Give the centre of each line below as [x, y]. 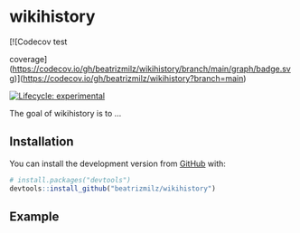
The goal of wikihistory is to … [66, 113]
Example [34, 216]
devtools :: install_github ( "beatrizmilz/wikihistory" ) [113, 188]
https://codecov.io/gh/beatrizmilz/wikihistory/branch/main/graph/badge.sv [151, 69]
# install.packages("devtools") [70, 180]
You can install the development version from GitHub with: [117, 163]
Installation [42, 142]
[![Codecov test [38, 42]
